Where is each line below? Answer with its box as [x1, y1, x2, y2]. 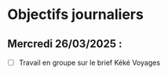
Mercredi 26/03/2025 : [7, 37, 122, 51]
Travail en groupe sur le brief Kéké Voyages [18, 58, 161, 67]
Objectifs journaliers [7, 6, 144, 24]
